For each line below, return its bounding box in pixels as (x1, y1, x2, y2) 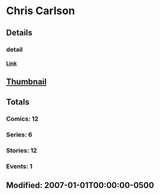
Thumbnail (6, 77, 47, 87)
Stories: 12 (6, 146, 37, 154)
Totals (6, 97, 30, 107)
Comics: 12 (6, 114, 38, 123)
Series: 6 (6, 130, 32, 139)
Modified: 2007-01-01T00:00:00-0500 (6, 180, 155, 190)
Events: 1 (6, 162, 32, 170)
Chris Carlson (6, 4, 76, 18)
